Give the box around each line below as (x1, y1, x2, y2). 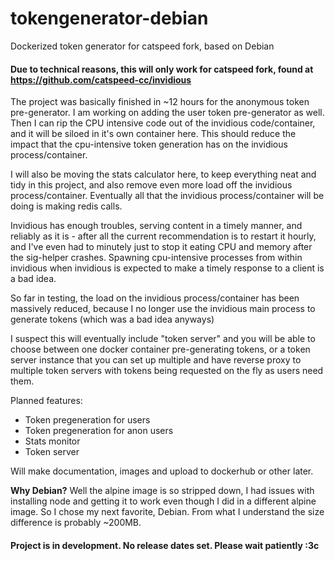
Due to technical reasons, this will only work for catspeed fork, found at (10, 63, 314, 75)
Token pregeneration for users (24, 414, 151, 426)
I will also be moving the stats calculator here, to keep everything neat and (10, 168, 317, 181)
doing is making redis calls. (10, 200, 123, 212)
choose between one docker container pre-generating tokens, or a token (10, 343, 311, 356)
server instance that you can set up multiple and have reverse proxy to (10, 354, 302, 366)
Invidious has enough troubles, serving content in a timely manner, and (10, 220, 303, 232)
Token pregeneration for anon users (24, 425, 174, 437)
